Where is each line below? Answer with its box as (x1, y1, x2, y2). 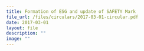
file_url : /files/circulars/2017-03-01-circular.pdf (6, 14, 139, 20)
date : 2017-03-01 (6, 19, 49, 25)
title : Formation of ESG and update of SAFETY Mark (6, 8, 136, 15)
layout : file (6, 25, 38, 31)
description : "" (6, 30, 46, 36)
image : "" (6, 36, 31, 42)
